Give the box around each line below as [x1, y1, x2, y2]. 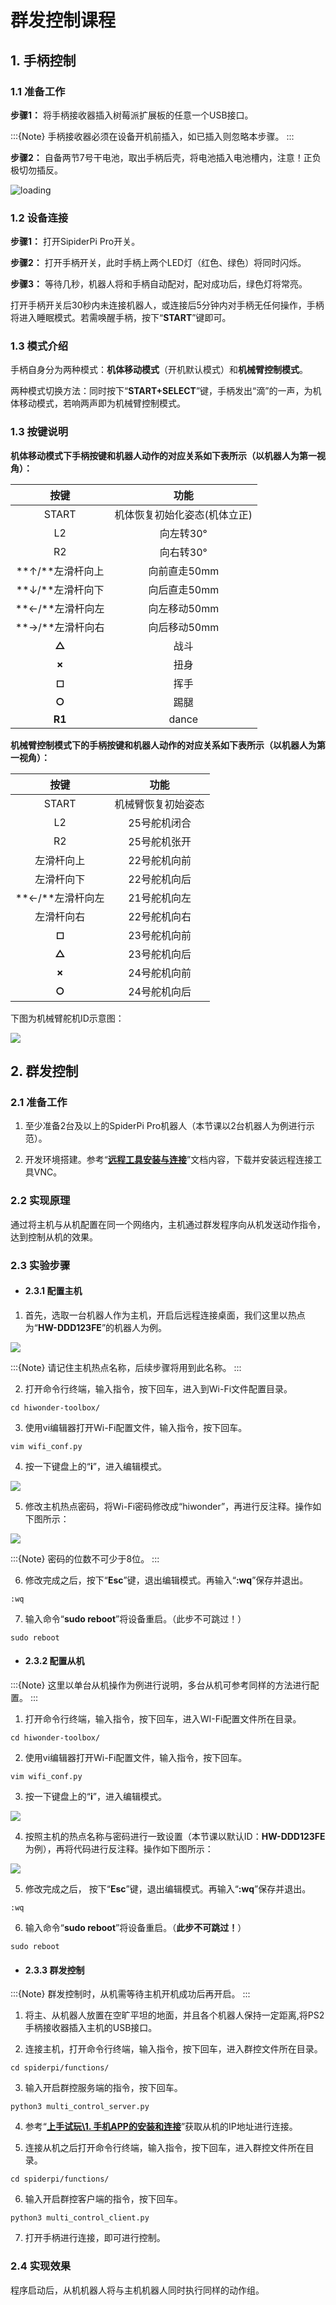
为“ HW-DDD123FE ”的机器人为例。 [24, 1321, 168, 1333]
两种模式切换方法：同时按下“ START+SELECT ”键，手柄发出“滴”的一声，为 [10, 385, 313, 397]
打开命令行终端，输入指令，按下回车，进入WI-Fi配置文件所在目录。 [24, 1713, 302, 1725]
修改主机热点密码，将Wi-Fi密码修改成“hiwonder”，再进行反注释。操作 [24, 1500, 313, 1512]
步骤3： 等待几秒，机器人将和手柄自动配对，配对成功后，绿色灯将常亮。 [10, 278, 308, 290]
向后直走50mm [148, 582, 220, 596]
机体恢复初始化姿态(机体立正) [114, 507, 253, 521]
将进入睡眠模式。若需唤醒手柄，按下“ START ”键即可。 [10, 312, 232, 324]
